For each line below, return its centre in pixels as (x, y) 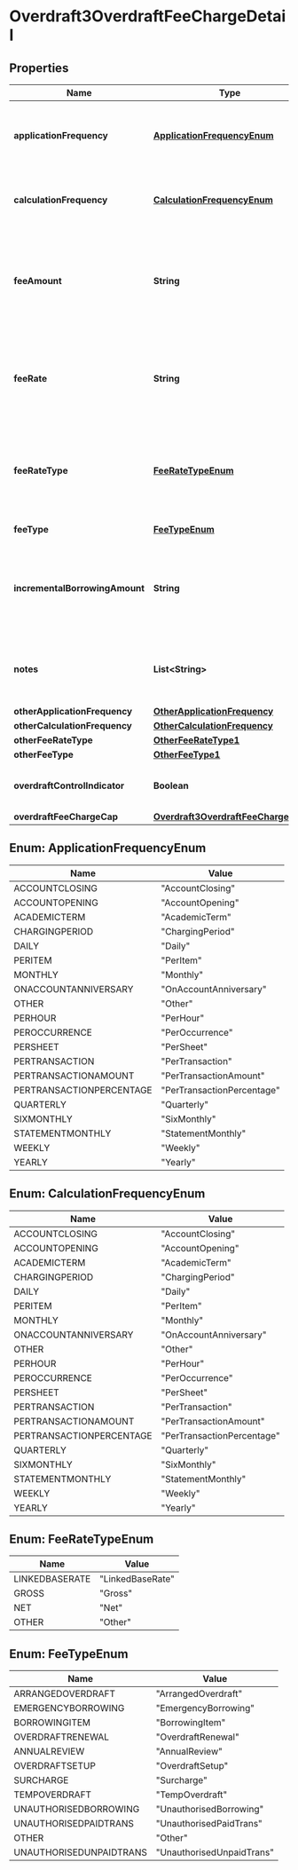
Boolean (171, 785)
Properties (39, 68)
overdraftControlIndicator (69, 785)
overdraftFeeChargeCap (66, 817)
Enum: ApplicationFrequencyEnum (108, 848)
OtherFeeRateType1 (196, 740)
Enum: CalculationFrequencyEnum (107, 1194)
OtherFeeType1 (187, 754)
